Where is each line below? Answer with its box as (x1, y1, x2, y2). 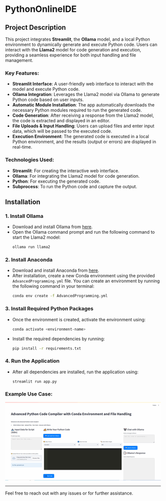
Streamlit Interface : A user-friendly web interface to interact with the (12, 81, 154, 87)
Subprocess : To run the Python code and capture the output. (12, 183, 137, 189)
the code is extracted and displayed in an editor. (12, 118, 111, 124)
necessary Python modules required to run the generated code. (12, 107, 142, 113)
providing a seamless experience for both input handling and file (5, 52, 136, 58)
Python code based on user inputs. (12, 97, 84, 102)
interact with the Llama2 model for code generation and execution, (5, 47, 142, 52)
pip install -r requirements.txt (12, 346, 82, 351)
